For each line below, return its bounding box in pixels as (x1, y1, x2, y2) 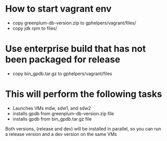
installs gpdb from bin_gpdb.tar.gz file (12, 116, 92, 122)
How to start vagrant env (5, 3, 112, 15)
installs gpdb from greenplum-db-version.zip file (12, 110, 114, 117)
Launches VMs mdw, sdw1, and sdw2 (12, 105, 91, 111)
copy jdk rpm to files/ (12, 25, 57, 31)
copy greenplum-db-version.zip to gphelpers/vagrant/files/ (12, 20, 137, 26)
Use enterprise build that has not (5, 43, 146, 55)
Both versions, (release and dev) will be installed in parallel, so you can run (5, 125, 161, 132)
